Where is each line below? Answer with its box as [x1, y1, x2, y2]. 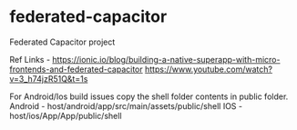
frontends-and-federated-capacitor [9, 64, 143, 75]
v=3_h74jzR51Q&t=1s [9, 73, 88, 84]
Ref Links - [9, 54, 51, 65]
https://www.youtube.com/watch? [144, 64, 273, 75]
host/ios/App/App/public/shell [9, 110, 122, 121]
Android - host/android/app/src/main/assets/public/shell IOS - [9, 100, 243, 111]
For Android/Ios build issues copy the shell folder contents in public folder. [9, 91, 289, 102]
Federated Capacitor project [9, 36, 116, 47]
